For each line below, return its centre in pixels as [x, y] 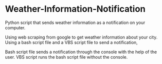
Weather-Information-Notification [75, 9]
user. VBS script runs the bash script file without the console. [66, 57]
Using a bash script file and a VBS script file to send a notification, [71, 42]
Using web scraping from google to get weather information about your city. [81, 37]
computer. [15, 27]
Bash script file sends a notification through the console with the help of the [81, 52]
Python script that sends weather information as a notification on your [75, 22]
